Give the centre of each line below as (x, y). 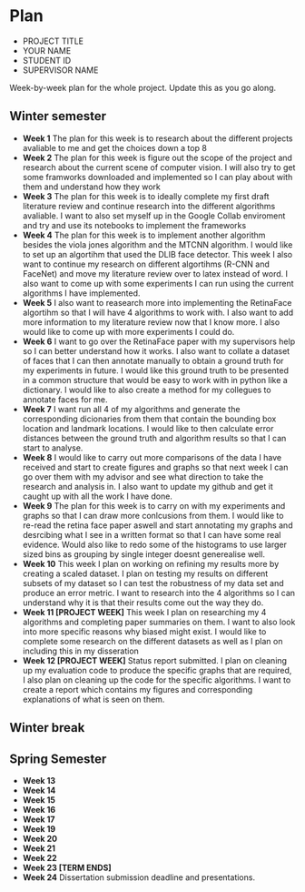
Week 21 (39, 848)
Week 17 (39, 819)
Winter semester (58, 116)
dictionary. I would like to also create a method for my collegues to (147, 390)
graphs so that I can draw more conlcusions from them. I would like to (153, 515)
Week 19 (39, 828)
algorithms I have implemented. (81, 293)
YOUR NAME (47, 50)
